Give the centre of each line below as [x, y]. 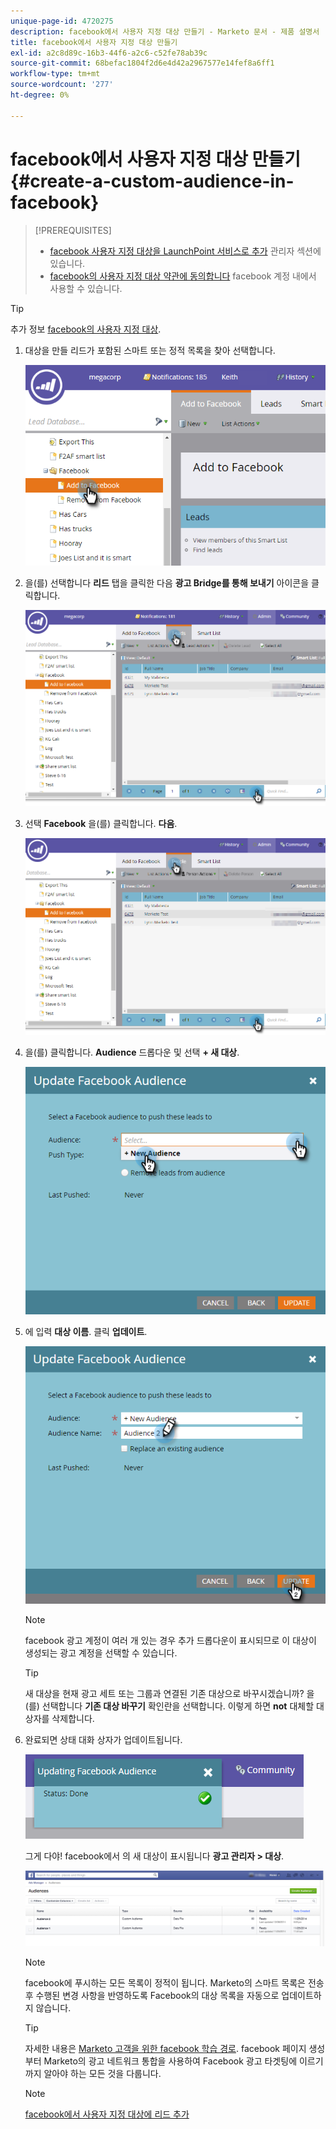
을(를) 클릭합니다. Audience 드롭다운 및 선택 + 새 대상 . [132, 1052]
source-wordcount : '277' [62, 85]
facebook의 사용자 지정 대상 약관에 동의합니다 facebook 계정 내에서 [183, 276]
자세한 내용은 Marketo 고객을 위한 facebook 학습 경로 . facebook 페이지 [165, 2048]
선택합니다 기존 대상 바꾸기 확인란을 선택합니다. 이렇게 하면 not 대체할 [178, 1706]
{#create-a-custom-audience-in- [152, 181]
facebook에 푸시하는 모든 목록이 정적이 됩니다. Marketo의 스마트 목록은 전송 [174, 1982]
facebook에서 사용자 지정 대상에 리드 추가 [107, 2114]
